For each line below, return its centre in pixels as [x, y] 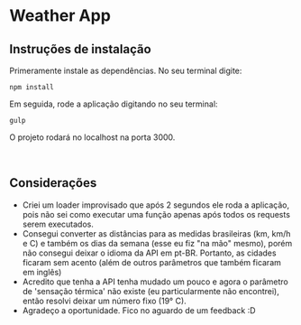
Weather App [60, 16]
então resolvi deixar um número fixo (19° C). [104, 301]
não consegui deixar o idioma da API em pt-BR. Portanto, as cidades [149, 253]
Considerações [53, 183]
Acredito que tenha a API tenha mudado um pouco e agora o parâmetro [155, 282]
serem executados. [58, 224]
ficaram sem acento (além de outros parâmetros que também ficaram [152, 262]
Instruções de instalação [80, 49]
